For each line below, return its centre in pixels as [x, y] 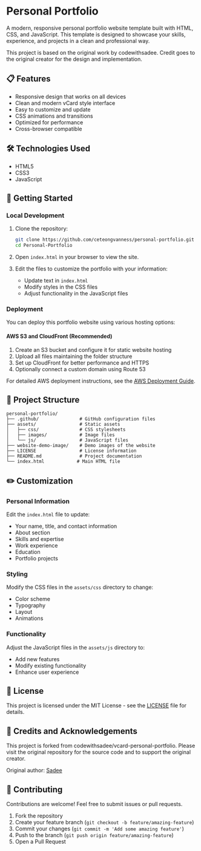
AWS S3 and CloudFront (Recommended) [59, 336]
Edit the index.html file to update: [48, 514]
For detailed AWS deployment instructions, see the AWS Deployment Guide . [101, 381]
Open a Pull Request [41, 842]
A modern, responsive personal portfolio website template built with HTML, [100, 28]
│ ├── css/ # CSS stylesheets [66, 430]
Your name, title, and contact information [66, 526]
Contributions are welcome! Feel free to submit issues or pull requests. [94, 804]
